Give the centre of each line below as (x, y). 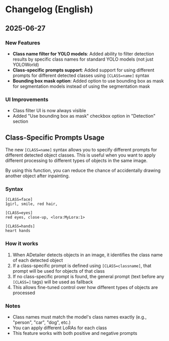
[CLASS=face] (19, 200)
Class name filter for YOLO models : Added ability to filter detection (83, 54)
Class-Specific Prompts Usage (55, 137)
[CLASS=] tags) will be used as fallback (53, 282)
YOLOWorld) (26, 64)
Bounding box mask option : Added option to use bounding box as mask (88, 81)
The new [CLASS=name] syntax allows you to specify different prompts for (81, 149)
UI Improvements (27, 99)
